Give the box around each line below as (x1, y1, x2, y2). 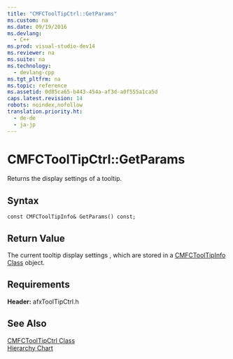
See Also (7, 318, 47, 330)
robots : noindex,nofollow (7, 102, 83, 109)
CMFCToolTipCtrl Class (7, 336, 76, 344)
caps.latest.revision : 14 (7, 95, 83, 102)
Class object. (7, 259, 45, 267)
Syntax (7, 194, 39, 207)
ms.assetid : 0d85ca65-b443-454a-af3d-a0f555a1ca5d (7, 88, 158, 95)
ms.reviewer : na (7, 50, 55, 57)
